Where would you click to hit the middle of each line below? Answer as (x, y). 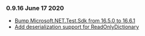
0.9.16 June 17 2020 (35, 8)
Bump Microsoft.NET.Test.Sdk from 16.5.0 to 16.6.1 (75, 21)
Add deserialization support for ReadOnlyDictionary (77, 27)
